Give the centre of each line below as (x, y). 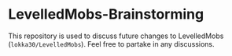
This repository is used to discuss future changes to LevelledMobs (116, 36)
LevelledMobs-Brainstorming (106, 14)
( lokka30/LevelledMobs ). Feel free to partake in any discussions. (111, 44)
